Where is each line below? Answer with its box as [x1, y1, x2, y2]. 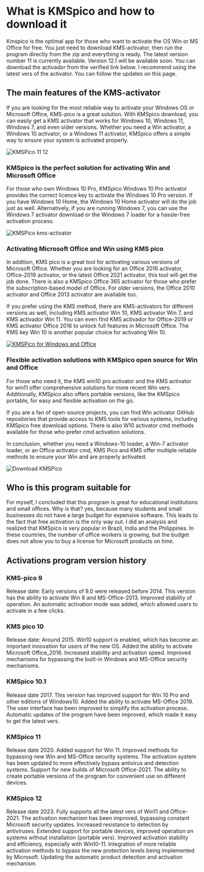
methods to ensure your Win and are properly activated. [6, 453, 147, 460]
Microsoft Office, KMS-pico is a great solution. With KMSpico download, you [6, 110, 199, 117]
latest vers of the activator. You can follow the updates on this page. [6, 70, 177, 77]
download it [6, 17, 68, 31]
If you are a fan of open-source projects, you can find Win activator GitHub [6, 408, 195, 416]
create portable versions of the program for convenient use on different [6, 772, 186, 780]
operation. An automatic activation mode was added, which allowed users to [6, 601, 198, 608]
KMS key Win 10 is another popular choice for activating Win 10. [6, 329, 167, 336]
